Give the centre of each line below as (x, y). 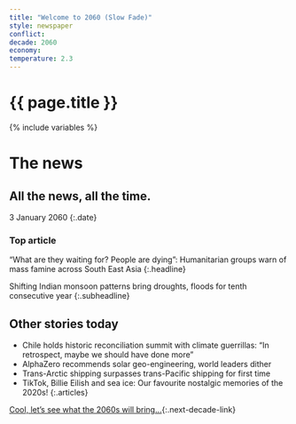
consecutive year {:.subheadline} (70, 296)
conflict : (27, 34)
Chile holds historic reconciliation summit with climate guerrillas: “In (145, 345)
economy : (25, 51)
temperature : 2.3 (41, 59)
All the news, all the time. (80, 196)
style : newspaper (41, 26)
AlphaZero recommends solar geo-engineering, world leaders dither (147, 364)
